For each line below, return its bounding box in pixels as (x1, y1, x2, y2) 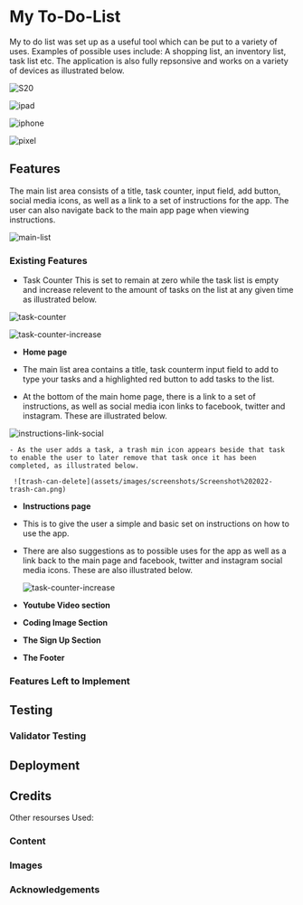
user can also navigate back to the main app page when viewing (9, 204, 250, 215)
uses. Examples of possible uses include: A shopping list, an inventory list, (9, 45, 287, 56)
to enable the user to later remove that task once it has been (9, 454, 257, 463)
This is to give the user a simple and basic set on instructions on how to (22, 518, 289, 530)
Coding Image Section (22, 617, 109, 628)
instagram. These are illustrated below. (22, 410, 167, 421)
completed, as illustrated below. (9, 461, 140, 471)
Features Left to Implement (9, 674, 131, 687)
